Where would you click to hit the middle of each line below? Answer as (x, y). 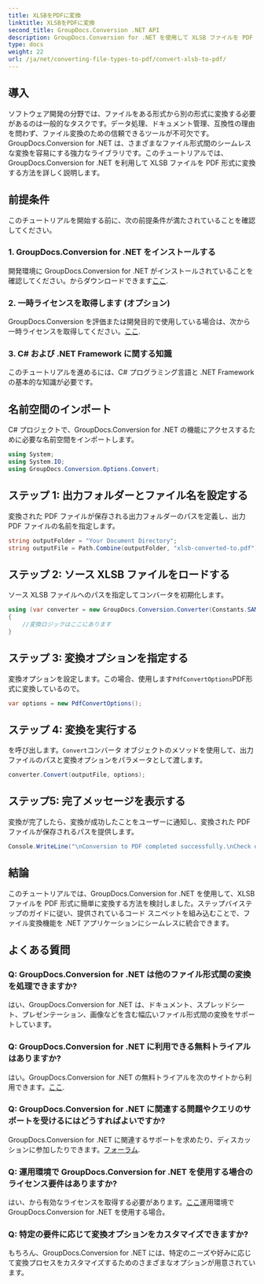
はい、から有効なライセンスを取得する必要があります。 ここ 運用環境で (121, 1202)
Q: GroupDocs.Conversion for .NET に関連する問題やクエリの (126, 1109)
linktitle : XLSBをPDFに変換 (52, 23)
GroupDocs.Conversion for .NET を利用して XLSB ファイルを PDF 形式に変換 (132, 163)
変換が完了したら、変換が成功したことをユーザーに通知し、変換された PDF (129, 822)
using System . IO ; (37, 462)
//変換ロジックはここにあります (67, 624)
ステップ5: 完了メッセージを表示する (97, 802)
